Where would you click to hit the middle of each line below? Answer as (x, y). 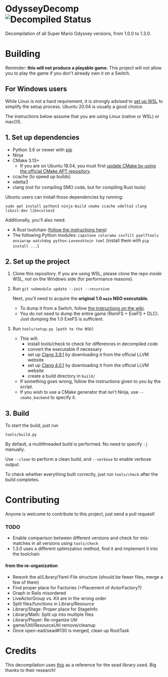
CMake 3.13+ (26, 160)
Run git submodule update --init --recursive (61, 289)
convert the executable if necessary (64, 349)
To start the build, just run (32, 425)
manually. (15, 450)
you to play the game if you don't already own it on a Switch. (68, 73)
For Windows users (36, 89)
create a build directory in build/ (61, 376)
